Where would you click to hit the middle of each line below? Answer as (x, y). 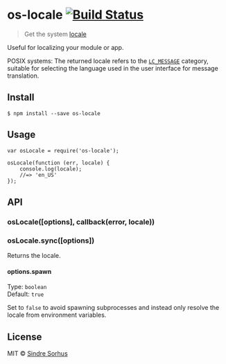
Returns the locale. (34, 256)
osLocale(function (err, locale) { (59, 163)
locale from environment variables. (57, 315)
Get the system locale (55, 34)
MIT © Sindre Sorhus (37, 354)
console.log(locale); (51, 169)
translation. (23, 76)
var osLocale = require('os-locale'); (63, 150)
